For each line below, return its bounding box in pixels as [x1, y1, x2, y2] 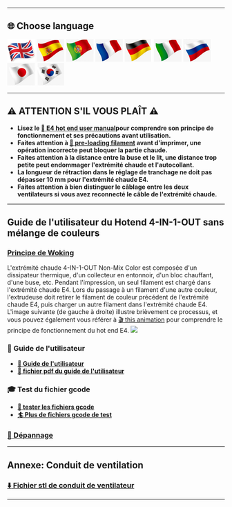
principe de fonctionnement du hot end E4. [7, 326, 130, 335]
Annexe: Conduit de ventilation [7, 459, 144, 471]
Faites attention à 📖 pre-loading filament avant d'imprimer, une [17, 138, 202, 147]
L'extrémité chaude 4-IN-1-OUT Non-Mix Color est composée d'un [7, 264, 197, 272]
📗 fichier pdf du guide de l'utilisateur [17, 367, 125, 375]
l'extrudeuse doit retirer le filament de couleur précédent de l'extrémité [7, 293, 209, 302]
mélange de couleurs [7, 228, 100, 239]
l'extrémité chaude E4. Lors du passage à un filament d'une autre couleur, [7, 286, 217, 294]
